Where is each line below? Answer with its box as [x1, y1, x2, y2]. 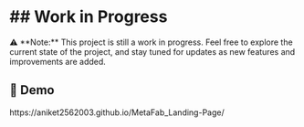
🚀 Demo [9, 82, 55, 98]
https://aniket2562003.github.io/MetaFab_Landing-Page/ [9, 107, 225, 118]
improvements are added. [9, 56, 107, 67]
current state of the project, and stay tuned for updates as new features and [9, 46, 296, 57]
